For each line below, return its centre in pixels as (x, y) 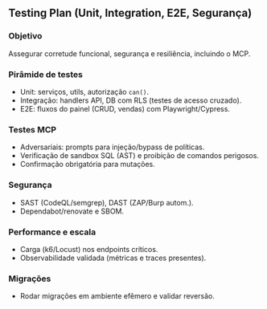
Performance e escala (52, 232)
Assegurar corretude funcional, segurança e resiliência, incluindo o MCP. (129, 53)
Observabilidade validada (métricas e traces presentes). (113, 258)
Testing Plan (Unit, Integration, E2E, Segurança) (130, 13)
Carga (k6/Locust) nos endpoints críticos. (89, 249)
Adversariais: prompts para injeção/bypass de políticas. (112, 147)
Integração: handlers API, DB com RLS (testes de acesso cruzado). (131, 100)
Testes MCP (33, 129)
